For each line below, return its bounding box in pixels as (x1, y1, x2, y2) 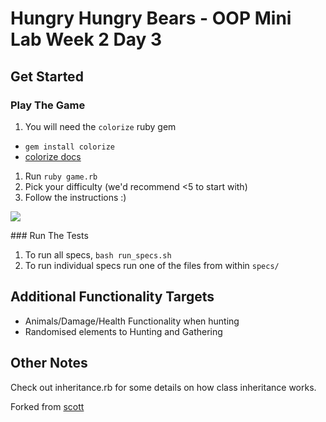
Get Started (10, 68, 84, 85)
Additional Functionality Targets (10, 288, 215, 306)
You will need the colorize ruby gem (24, 120, 177, 132)
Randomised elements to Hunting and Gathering (24, 325, 223, 337)
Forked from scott (10, 400, 85, 412)
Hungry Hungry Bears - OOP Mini (10, 7, 292, 30)
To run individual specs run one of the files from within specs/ (24, 259, 280, 271)
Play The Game (10, 98, 86, 112)
